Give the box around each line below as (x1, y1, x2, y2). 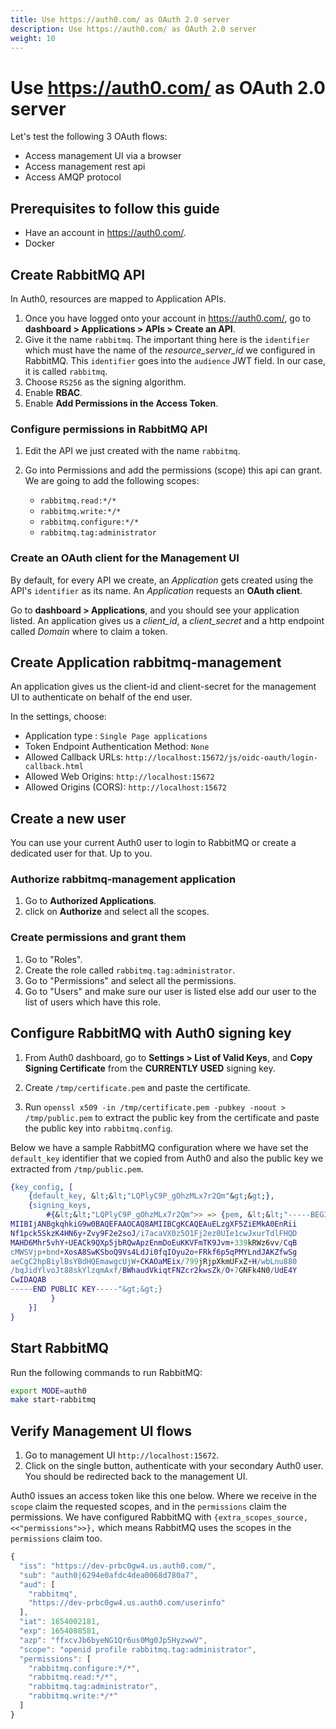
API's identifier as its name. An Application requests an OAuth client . (10, 584, 303, 596)
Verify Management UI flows (10, 1422, 192, 1440)
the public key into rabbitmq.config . (24, 1122, 173, 1134)
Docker (24, 237, 56, 250)
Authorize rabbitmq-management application (10, 872, 237, 886)
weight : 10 (10, 33, 56, 43)
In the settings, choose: (10, 711, 107, 723)
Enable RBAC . (24, 386, 83, 398)
